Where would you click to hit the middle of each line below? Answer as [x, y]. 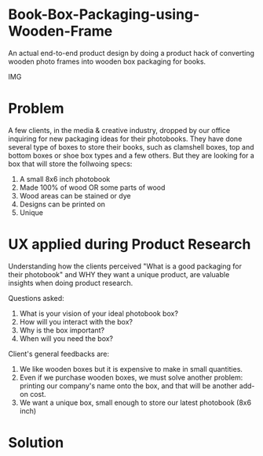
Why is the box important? [62, 330]
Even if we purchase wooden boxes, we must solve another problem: [131, 377]
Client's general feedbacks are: [59, 354]
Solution [36, 443]
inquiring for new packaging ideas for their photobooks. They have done [125, 139]
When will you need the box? [66, 338]
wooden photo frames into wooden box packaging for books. [107, 61]
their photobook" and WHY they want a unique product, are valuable [119, 274]
